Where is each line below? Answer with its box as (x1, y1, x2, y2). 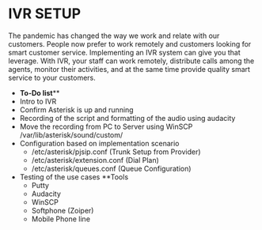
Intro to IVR (19, 96, 57, 106)
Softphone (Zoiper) (31, 205, 94, 215)
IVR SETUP (8, 5, 82, 23)
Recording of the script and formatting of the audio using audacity (19, 113, 236, 123)
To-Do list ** (19, 88, 60, 97)
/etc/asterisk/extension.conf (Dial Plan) (31, 155, 160, 164)
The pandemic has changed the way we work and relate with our (8, 31, 220, 40)
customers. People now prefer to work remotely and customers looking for (8, 39, 252, 48)
